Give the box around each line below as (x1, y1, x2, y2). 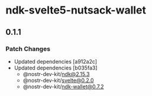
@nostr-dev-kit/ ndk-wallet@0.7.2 (22, 83, 104, 90)
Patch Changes (5, 45, 51, 53)
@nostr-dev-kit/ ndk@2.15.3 (22, 70, 90, 77)
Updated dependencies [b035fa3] (14, 64, 98, 71)
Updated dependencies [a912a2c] (14, 58, 98, 65)
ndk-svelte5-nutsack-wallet (5, 4, 146, 17)
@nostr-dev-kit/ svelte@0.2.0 (22, 77, 94, 84)
